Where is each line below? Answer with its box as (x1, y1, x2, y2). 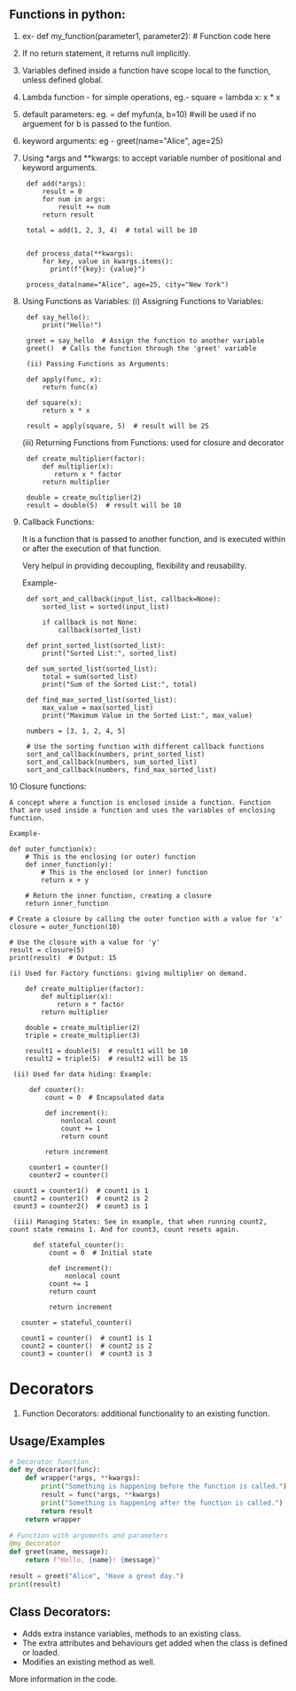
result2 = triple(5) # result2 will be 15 (25, 1054, 189, 1063)
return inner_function (25, 899, 109, 908)
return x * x (42, 405, 90, 415)
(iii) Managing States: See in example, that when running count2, (12, 1217, 268, 1226)
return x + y (41, 876, 90, 885)
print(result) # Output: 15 (9, 953, 117, 962)
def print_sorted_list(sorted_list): (26, 641, 166, 650)
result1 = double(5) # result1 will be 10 (25, 1046, 189, 1055)
